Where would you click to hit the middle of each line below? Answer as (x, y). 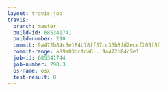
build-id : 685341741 (42, 32)
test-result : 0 (35, 77)
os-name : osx (32, 70)
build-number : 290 (40, 39)
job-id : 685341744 (40, 58)
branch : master (35, 26)
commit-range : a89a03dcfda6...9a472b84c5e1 (76, 52)
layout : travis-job (35, 13)
